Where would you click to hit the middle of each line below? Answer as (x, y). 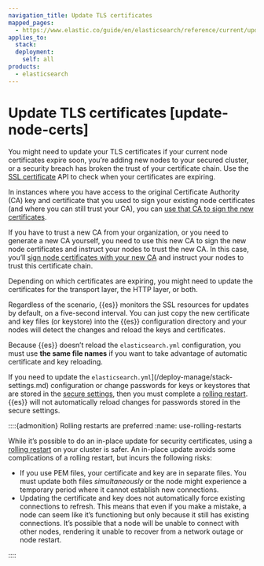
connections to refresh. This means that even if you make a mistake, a (133, 506)
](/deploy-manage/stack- (192, 377)
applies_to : (27, 37)
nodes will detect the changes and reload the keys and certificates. (117, 329)
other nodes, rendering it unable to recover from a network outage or (131, 531)
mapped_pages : (31, 23)
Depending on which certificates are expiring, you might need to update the (131, 281)
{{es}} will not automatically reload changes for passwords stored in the (125, 401)
